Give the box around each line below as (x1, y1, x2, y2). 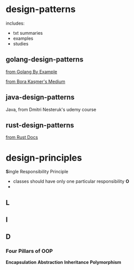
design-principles (6, 152, 82, 163)
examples (13, 35, 33, 41)
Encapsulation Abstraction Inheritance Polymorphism (6, 259, 121, 265)
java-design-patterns (6, 93, 75, 102)
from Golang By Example (6, 69, 57, 75)
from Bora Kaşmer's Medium (6, 78, 65, 84)
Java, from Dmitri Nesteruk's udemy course (6, 106, 96, 112)
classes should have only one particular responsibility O (13, 178, 129, 184)
